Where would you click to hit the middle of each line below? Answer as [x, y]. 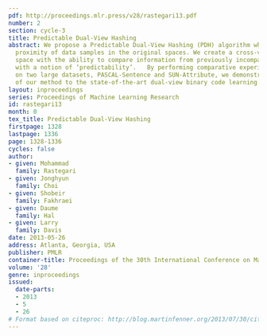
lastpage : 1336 [33, 134]
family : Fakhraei [44, 201]
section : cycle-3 [37, 30]
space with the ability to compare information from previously [124, 61]
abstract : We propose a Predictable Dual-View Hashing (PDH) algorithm [129, 45]
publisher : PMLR [35, 252]
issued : [21, 282]
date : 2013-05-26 [37, 238]
